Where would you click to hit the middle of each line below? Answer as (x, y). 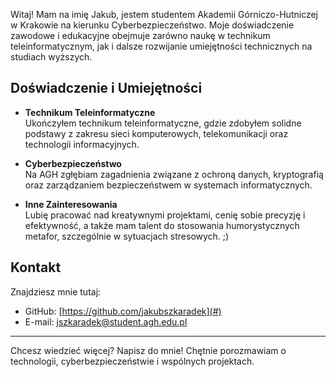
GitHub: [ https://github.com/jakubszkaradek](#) (123, 311)
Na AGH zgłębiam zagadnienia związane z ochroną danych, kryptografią (174, 174)
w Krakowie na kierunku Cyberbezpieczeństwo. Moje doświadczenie (152, 25)
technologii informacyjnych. (82, 144)
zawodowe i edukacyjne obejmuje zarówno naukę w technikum (140, 35)
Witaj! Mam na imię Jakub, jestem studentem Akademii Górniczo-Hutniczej (164, 14)
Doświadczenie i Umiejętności (106, 88)
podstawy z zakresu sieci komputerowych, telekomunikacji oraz (156, 133)
